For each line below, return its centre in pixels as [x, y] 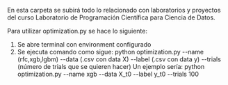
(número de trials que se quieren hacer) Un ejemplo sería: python [111, 67]
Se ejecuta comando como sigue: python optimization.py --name [111, 52]
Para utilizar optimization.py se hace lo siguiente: [78, 31]
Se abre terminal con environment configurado [84, 44]
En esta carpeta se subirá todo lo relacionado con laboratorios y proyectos [114, 10]
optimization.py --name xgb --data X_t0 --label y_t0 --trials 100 [108, 74]
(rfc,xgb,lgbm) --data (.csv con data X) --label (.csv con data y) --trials [119, 59]
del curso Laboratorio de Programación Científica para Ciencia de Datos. [111, 17]
